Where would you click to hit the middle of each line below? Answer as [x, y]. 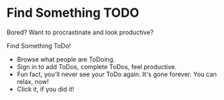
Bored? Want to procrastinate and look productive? [80, 32]
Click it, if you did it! [45, 89]
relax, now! [33, 81]
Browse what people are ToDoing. [66, 59]
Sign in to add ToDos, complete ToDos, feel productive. [97, 66]
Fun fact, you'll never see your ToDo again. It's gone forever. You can [117, 74]
